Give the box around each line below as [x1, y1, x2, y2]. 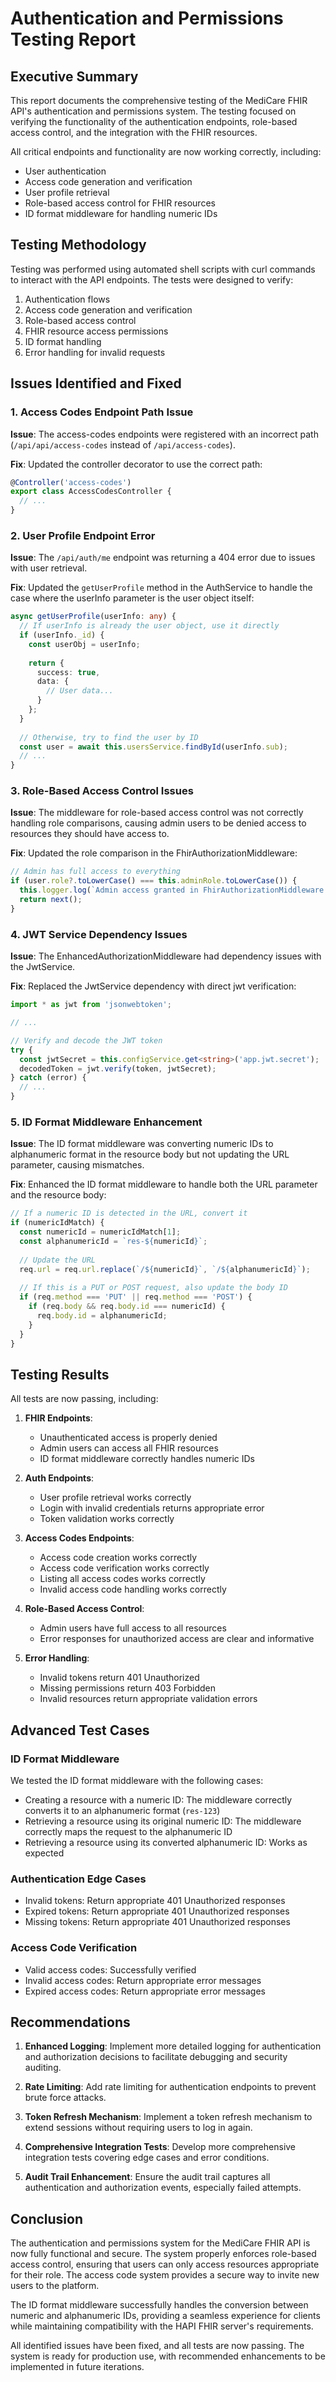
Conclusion [10, 2210, 84, 2227]
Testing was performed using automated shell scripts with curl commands [10, 263, 316, 275]
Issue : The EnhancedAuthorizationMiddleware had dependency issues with [10, 950, 322, 962]
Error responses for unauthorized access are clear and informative [39, 1633, 315, 1645]
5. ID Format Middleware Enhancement [10, 1115, 203, 1129]
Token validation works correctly [39, 1513, 175, 1525]
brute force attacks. [24, 2092, 107, 2104]
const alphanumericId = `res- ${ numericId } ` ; [19, 1236, 208, 1246]
